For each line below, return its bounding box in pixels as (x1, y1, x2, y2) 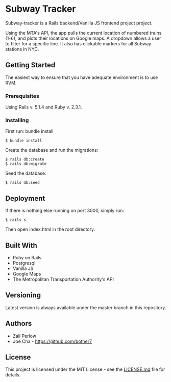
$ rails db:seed (5, 180, 40, 185)
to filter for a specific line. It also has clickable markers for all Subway (5, 40, 152, 46)
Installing (5, 117, 29, 124)
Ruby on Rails (12, 254, 42, 260)
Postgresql (12, 260, 36, 266)
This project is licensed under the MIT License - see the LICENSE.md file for (5, 366, 165, 372)
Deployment (5, 194, 45, 203)
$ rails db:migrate (5, 161, 47, 167)
